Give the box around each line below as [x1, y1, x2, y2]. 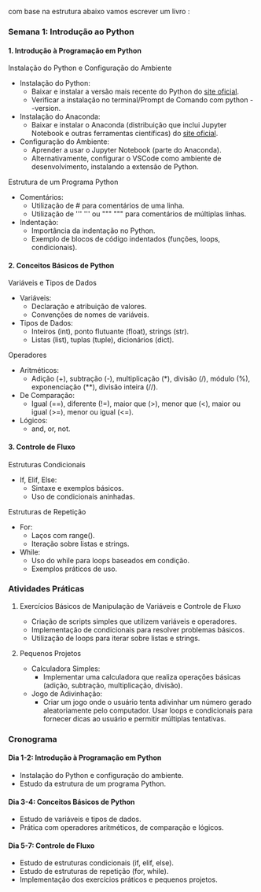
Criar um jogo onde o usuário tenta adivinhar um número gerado [42, 697, 252, 706]
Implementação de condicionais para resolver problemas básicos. [31, 625, 245, 634]
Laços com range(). [31, 530, 96, 540]
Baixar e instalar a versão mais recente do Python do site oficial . [31, 87, 240, 97]
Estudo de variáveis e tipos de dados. [19, 814, 142, 824]
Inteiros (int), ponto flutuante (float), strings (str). [31, 326, 189, 337]
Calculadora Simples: [31, 664, 101, 673]
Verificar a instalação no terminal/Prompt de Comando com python [31, 95, 248, 105]
